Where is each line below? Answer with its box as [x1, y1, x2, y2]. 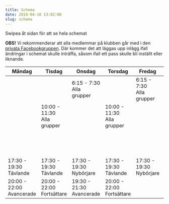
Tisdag [45, 68, 63, 75]
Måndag [12, 68, 32, 75]
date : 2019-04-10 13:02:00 [5, 12, 62, 17]
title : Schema [5, 7, 35, 13]
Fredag [139, 68, 156, 75]
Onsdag [76, 68, 96, 75]
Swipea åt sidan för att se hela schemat [5, 31, 87, 37]
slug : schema [5, 17, 33, 22]
